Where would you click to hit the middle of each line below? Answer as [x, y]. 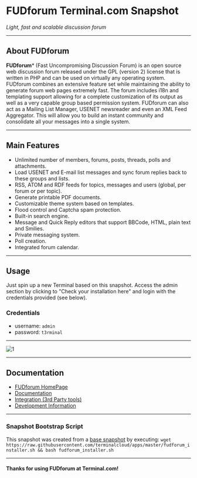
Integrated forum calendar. [47, 247]
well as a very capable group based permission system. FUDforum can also [97, 103]
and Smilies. [29, 228]
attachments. [30, 166]
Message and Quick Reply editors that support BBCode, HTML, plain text [103, 222]
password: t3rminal [38, 332]
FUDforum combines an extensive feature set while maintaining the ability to [98, 84]
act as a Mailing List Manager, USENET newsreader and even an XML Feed [96, 109]
